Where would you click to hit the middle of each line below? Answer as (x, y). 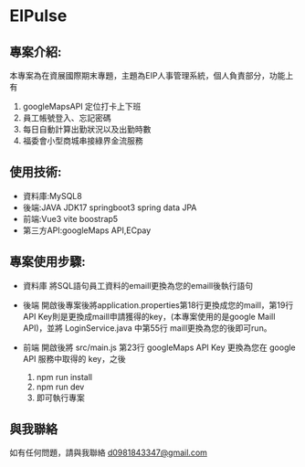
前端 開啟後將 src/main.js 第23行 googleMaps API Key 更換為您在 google (159, 347)
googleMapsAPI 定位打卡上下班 (82, 106)
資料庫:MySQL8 (52, 196)
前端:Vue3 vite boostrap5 (70, 218)
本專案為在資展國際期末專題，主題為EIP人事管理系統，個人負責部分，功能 (147, 75)
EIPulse (38, 16)
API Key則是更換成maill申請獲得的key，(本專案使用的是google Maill (149, 316)
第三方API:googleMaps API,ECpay (87, 230)
